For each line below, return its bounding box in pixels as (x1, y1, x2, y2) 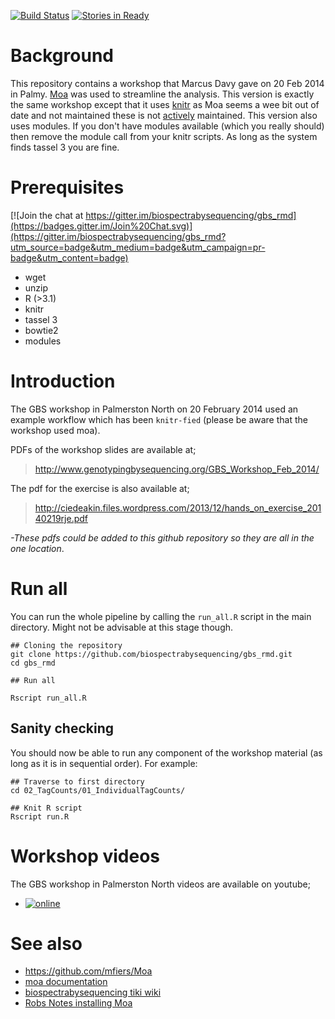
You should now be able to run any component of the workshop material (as (10, 746, 323, 759)
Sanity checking (10, 720, 114, 737)
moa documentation (24, 976, 108, 988)
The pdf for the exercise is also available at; (10, 482, 190, 494)
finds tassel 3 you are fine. (10, 141, 120, 153)
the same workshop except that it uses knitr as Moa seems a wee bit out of (10, 98, 320, 110)
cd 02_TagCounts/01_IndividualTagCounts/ (10, 785, 186, 795)
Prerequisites (10, 176, 125, 199)
